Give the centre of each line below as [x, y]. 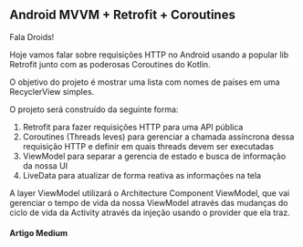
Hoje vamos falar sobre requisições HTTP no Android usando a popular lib [149, 55]
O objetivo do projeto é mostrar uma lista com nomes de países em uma [145, 82]
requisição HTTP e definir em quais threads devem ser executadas [148, 146]
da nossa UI [45, 165]
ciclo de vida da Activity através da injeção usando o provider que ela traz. [150, 212]
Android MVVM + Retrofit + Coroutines [122, 15]
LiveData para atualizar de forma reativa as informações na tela [142, 175]
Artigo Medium [39, 233]
